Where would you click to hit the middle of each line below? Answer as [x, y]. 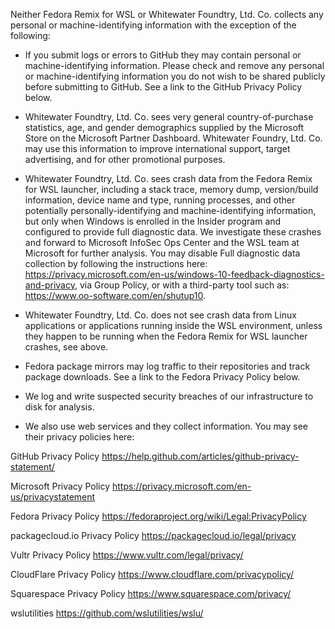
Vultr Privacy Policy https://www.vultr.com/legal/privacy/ [127, 555]
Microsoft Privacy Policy [60, 486]
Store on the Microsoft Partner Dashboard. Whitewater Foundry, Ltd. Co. [173, 138]
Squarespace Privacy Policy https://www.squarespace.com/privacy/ [151, 593]
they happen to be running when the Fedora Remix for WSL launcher [166, 336]
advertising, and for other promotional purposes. [125, 159]
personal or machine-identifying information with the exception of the [153, 25]
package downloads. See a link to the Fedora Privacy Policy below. [162, 377]
